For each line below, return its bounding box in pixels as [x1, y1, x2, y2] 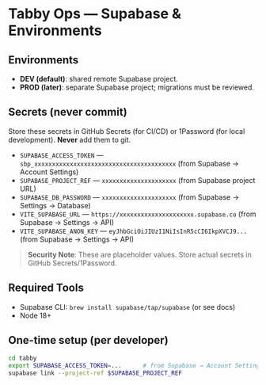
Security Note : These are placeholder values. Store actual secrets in [27, 250, 252, 259]
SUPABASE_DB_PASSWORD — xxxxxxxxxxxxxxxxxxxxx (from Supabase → [19, 192, 240, 202]
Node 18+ [19, 311, 52, 320]
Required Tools [8, 281, 85, 295]
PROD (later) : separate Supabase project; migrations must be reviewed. [19, 82, 255, 92]
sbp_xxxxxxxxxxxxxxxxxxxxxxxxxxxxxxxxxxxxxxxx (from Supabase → [19, 158, 239, 168]
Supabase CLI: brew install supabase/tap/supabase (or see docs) [19, 302, 236, 311]
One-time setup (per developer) [8, 334, 169, 347]
